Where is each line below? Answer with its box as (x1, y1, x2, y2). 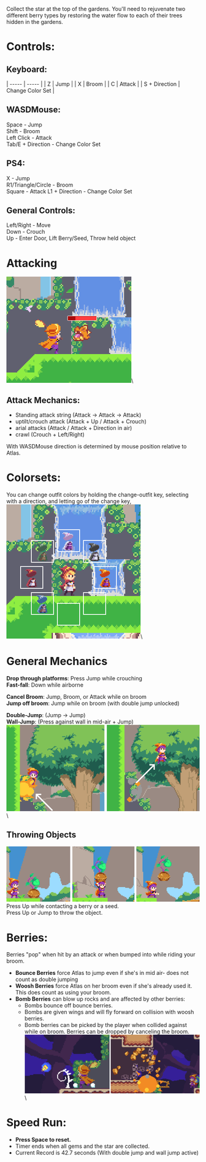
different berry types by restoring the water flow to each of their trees (6, 12, 183, 19)
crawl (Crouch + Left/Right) (15, 431, 85, 438)
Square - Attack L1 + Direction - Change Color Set (6, 187, 132, 195)
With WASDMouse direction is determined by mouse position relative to (6, 443, 187, 450)
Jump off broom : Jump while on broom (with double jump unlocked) (6, 699, 180, 707)
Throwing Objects (6, 829, 77, 840)
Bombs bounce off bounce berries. (24, 1002, 113, 1009)
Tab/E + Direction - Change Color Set (6, 140, 101, 148)
